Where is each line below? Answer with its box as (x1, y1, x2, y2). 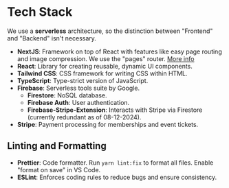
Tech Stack (7, 4, 73, 20)
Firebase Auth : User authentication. (27, 98, 130, 106)
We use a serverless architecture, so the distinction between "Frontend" (7, 27, 213, 35)
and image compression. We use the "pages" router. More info (17, 54, 195, 62)
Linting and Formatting (7, 140, 107, 152)
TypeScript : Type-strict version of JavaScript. (17, 76, 149, 84)
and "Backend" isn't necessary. (7, 34, 96, 42)
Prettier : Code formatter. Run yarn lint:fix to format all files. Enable (17, 158, 214, 167)
